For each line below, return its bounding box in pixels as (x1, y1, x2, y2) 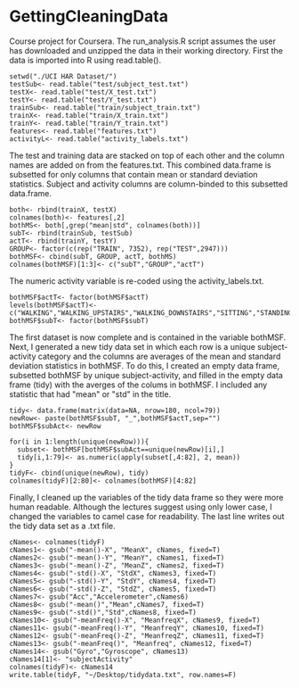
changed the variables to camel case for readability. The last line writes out (9, 510, 285, 521)
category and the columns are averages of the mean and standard (37, 351, 281, 361)
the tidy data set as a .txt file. (9, 520, 116, 531)
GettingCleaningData (9, 6, 169, 27)
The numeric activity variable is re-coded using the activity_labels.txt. (9, 275, 264, 286)
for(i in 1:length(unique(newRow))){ (9, 437, 149, 446)
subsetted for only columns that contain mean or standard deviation (9, 169, 258, 179)
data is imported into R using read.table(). (9, 54, 162, 65)
